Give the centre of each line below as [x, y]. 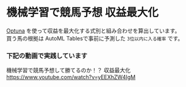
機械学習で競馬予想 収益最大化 [82, 13]
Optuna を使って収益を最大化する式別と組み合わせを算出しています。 [93, 31]
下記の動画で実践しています [47, 56]
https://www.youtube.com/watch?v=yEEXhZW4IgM [71, 77]
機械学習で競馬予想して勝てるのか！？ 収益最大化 [69, 70]
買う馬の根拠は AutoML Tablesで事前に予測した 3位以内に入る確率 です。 [95, 38]
